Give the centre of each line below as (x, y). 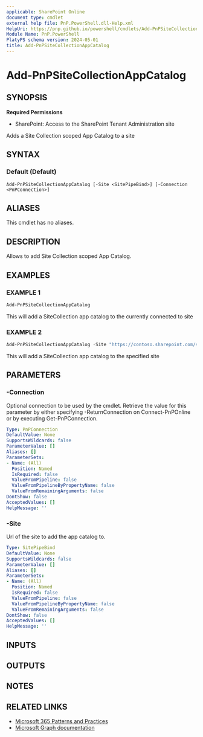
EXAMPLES (28, 275)
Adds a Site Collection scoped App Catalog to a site (70, 135)
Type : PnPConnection (32, 430)
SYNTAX (23, 155)
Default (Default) (31, 172)
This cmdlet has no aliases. (40, 223)
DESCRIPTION (33, 241)
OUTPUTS (26, 665)
